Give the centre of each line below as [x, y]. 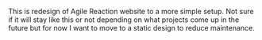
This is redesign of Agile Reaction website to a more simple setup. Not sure [131, 11]
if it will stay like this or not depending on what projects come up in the [124, 20]
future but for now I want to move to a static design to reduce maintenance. [132, 28]
